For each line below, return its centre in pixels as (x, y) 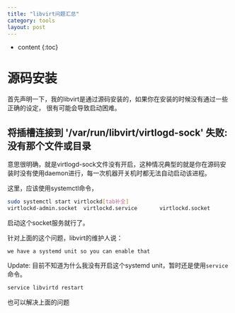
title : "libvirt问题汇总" (44, 14)
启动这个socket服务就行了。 (48, 223)
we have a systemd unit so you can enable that (79, 251)
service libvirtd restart (45, 287)
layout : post (27, 27)
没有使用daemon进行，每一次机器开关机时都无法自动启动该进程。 (115, 173)
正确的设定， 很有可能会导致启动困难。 (64, 108)
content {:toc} (38, 48)
